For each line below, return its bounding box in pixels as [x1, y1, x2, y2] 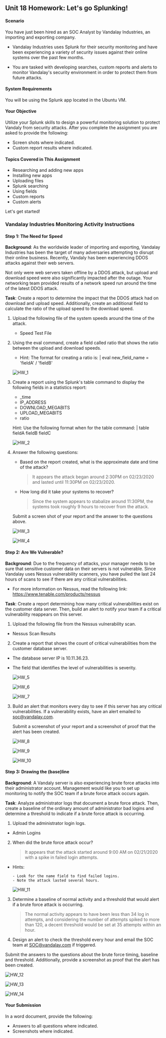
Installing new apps [12, 172, 52, 178]
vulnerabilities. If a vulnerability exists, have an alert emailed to [12, 708, 141, 714]
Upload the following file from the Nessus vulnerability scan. [12, 621, 136, 627]
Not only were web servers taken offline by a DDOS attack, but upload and [5, 270, 158, 276]
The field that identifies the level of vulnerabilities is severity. [12, 665, 137, 670]
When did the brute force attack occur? [12, 839, 93, 845]
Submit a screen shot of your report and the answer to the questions [12, 514, 153, 519]
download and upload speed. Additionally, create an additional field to [5, 300, 148, 306]
